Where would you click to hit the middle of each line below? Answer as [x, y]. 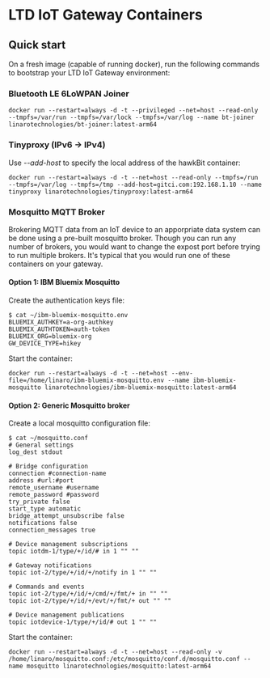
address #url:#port [41, 481]
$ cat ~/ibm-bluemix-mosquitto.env [68, 316]
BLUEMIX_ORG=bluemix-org [50, 337]
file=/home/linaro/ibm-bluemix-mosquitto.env [86, 381]
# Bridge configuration [49, 467]
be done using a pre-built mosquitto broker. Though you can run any [122, 238]
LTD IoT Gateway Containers [106, 15]
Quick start [37, 45]
